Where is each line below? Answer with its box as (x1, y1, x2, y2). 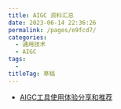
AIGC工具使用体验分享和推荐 (19, 92, 112, 102)
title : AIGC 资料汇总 (8, 11, 75, 20)
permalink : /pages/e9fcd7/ (8, 26, 97, 34)
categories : (8, 33, 47, 42)
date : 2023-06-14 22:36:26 (8, 19, 97, 27)
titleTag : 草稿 (8, 70, 56, 78)
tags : (8, 56, 26, 64)
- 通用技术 (15, 41, 46, 49)
